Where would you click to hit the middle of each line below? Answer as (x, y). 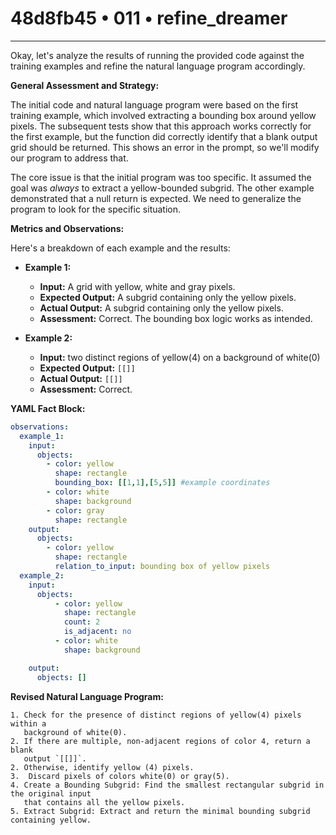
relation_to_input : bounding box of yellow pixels (162, 567)
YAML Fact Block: (48, 408)
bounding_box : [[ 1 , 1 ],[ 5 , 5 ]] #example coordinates (162, 483)
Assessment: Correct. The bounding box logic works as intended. (176, 318)
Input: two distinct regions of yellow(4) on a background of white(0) (180, 357)
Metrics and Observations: (67, 228)
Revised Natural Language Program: (87, 696)
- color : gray (75, 510)
